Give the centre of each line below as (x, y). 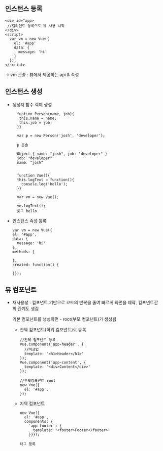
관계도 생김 (28, 309)
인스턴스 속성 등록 (29, 221)
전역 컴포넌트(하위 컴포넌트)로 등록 (53, 330)
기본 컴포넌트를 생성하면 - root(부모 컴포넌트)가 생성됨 (64, 319)
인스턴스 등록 (24, 9)
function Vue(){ (33, 175)
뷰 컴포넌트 (21, 290)
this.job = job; (36, 123)
